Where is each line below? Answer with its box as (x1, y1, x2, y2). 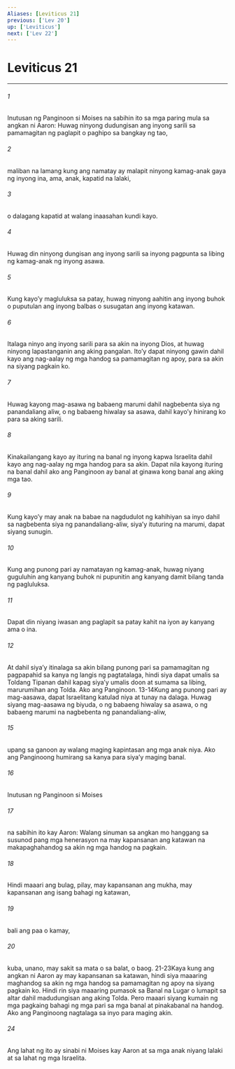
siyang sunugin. (7, 527, 53, 536)
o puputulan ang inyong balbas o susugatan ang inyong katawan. (7, 302, 195, 310)
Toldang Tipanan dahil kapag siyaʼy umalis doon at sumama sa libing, (7, 677, 207, 687)
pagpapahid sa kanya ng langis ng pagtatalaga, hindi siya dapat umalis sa (7, 670, 220, 679)
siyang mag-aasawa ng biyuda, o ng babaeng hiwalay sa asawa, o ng (7, 700, 208, 708)
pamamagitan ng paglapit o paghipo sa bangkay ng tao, (7, 129, 168, 137)
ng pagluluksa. (7, 580, 50, 588)
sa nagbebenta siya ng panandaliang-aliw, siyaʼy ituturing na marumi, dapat (7, 520, 225, 529)
